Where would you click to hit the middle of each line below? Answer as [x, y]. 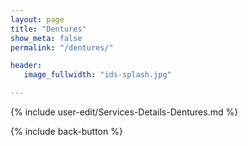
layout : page [37, 19]
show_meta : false [46, 38]
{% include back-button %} [66, 131]
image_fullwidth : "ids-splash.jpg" [97, 75]
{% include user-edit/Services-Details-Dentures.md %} [124, 112]
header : [26, 66]
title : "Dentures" [48, 29]
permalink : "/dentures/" [62, 47]
